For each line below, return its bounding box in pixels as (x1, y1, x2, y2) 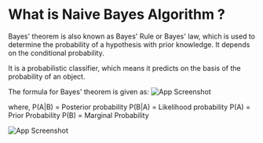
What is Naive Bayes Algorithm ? (8, 5, 226, 24)
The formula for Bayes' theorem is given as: (8, 86, 150, 96)
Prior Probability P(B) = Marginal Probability (8, 110, 149, 119)
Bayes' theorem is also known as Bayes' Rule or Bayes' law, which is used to (8, 31, 256, 41)
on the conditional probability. (8, 48, 104, 57)
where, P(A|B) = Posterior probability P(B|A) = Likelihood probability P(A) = (8, 102, 251, 112)
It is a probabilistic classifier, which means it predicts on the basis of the (8, 63, 241, 72)
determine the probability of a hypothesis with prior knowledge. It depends (8, 39, 250, 49)
